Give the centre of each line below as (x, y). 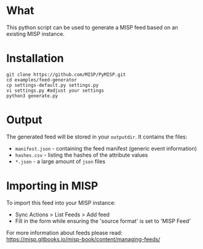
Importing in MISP (52, 186)
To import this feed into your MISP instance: (61, 203)
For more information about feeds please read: (65, 233)
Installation (35, 59)
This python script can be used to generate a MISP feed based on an (92, 27)
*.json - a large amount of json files (60, 161)
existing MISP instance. (35, 33)
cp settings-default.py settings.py (52, 85)
